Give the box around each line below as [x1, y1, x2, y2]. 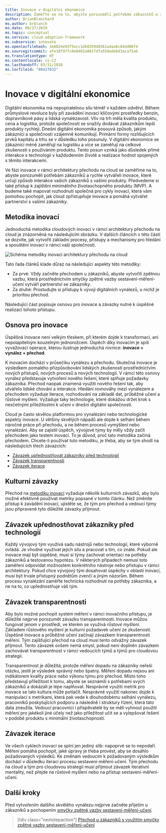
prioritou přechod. [12, 292, 49, 298]
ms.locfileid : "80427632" [5, 67, 58, 72]
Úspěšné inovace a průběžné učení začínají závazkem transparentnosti [5, 632, 150, 638]
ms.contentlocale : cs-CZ [5, 58, 56, 63]
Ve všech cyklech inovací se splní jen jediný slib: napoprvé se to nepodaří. [5, 742, 157, 748]
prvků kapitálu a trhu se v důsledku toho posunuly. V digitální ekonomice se [5, 136, 159, 142]
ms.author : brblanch [5, 21, 48, 26]
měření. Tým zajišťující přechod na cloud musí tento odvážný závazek [5, 637, 147, 643]
